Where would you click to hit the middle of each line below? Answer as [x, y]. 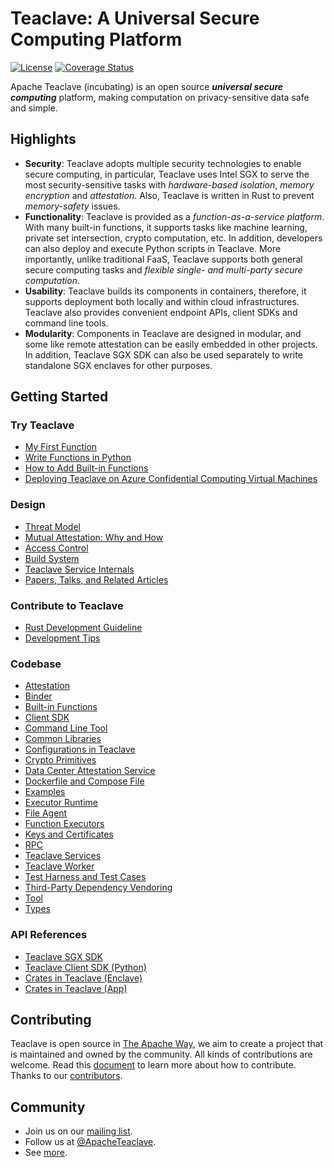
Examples [45, 792]
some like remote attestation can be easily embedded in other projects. [171, 344]
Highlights [43, 139]
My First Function [61, 447]
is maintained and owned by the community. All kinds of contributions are [161, 1054]
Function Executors [64, 824]
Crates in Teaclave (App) [76, 988]
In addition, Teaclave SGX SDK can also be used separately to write [163, 354]
